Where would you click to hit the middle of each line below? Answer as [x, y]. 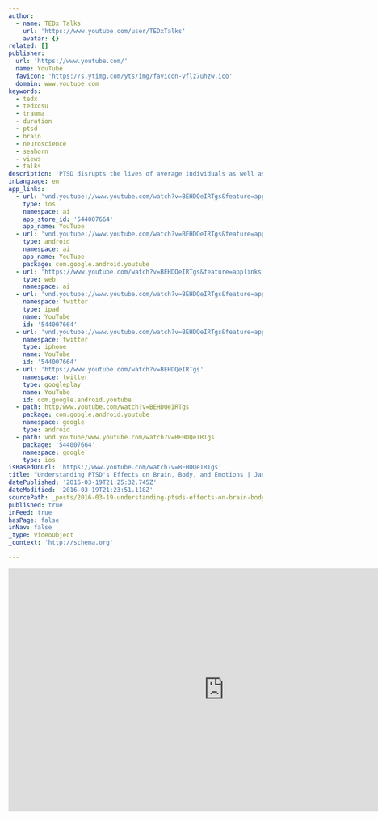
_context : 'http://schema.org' [61, 543]
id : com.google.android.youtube [77, 400]
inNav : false [30, 528]
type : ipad [41, 309]
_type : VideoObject [41, 535]
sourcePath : [28, 497]
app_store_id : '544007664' [68, 219]
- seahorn [32, 151]
